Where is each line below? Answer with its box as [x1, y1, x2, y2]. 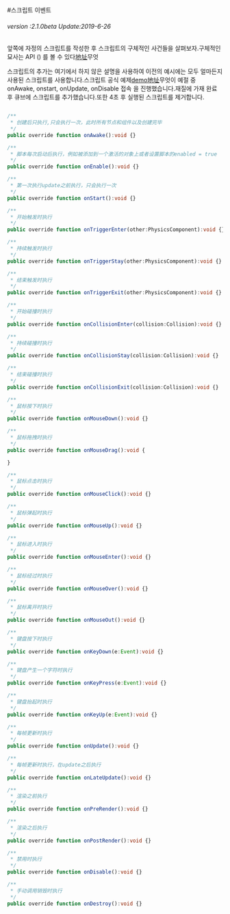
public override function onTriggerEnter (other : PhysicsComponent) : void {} [7, 226, 225, 233]
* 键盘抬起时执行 [10, 698, 53, 705]
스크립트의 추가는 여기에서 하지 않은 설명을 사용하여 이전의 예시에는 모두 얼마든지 [7, 67, 223, 75]
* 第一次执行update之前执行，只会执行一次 [10, 182, 116, 189]
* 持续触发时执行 [10, 245, 53, 252]
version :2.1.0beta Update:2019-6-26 [7, 22, 112, 30]
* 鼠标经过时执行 [10, 572, 53, 579]
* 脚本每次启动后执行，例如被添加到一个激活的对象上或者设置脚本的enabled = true [10, 150, 218, 158]
